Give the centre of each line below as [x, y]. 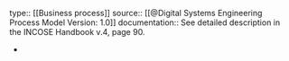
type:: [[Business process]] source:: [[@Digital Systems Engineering [136, 13]
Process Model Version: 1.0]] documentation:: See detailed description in [145, 22]
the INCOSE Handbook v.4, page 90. [77, 32]
